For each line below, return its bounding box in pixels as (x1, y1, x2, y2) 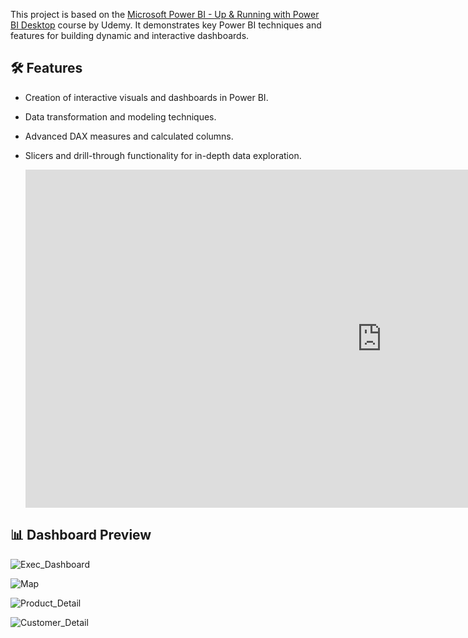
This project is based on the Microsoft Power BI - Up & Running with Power (10, 9, 320, 20)
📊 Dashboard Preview (10, 527, 152, 544)
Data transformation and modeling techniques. (24, 110, 217, 123)
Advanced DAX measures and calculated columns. (24, 130, 234, 142)
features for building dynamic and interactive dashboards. (10, 30, 250, 41)
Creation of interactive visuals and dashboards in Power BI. (24, 91, 269, 103)
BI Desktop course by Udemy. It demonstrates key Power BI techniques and (10, 19, 322, 31)
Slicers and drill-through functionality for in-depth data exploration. (24, 149, 302, 161)
